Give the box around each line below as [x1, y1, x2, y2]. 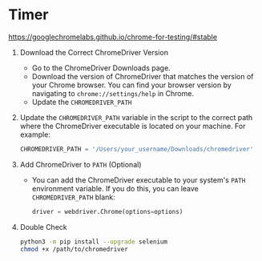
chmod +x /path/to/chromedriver [19, 245, 128, 253]
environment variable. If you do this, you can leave [31, 183, 199, 193]
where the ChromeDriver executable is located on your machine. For [19, 121, 246, 130]
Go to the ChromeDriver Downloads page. [31, 62, 171, 73]
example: [19, 130, 50, 139]
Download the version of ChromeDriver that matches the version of [31, 71, 254, 81]
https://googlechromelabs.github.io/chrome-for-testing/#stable [8, 32, 218, 42]
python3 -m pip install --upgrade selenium [19, 238, 168, 246]
